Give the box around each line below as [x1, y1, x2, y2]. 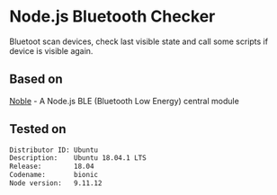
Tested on [9, 121, 67, 137]
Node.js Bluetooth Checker [9, 6, 216, 27]
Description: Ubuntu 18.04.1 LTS [9, 154, 147, 163]
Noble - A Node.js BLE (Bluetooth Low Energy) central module [9, 95, 240, 106]
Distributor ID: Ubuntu [9, 146, 99, 155]
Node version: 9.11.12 [9, 179, 103, 188]
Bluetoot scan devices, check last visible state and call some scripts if [9, 36, 268, 47]
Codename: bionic [9, 171, 99, 180]
